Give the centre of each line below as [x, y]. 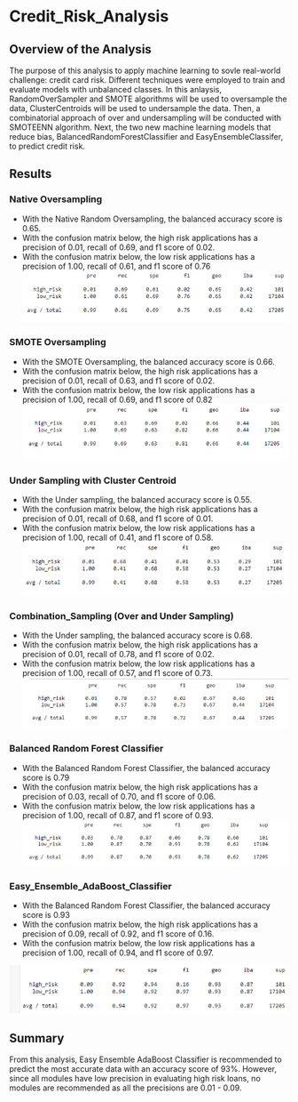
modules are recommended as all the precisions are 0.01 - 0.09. [125, 1088]
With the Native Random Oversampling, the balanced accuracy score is [152, 219]
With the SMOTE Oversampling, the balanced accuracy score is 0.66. [148, 361]
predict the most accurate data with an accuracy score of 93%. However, [143, 1069]
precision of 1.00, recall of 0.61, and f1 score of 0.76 [116, 266]
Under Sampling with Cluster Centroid [93, 480]
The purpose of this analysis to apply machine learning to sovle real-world [145, 70]
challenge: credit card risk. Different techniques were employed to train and [147, 80]
